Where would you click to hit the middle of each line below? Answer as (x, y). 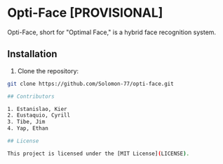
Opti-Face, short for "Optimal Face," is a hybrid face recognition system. (111, 32)
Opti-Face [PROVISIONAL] (85, 13)
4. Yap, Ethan (28, 128)
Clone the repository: (48, 70)
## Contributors (31, 96)
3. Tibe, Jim (26, 122)
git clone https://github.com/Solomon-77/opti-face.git (90, 84)
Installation (32, 54)
